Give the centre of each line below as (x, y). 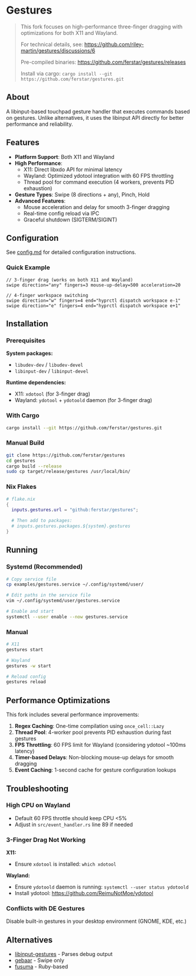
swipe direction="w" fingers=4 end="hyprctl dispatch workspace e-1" (94, 301)
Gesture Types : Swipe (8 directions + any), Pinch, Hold (82, 194)
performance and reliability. (40, 124)
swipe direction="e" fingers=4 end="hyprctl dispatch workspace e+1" (94, 306)
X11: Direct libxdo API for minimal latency (73, 169)
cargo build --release (34, 466)
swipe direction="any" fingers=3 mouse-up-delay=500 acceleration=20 (94, 285)
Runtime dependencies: (36, 383)
